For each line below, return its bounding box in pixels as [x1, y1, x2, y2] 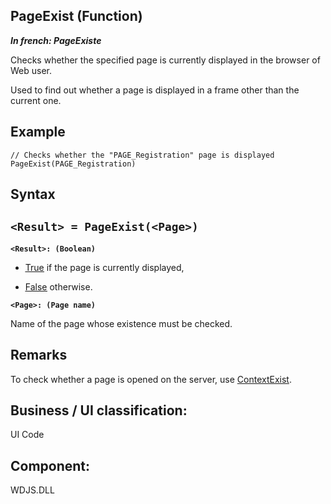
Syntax [10, 186, 56, 203]
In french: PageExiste [10, 34, 102, 46]
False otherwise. [24, 280, 93, 293]
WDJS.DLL [10, 484, 55, 496]
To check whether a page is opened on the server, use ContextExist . [10, 373, 292, 385]
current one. [10, 94, 62, 106]
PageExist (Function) [10, 8, 143, 25]
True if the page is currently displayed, [24, 261, 185, 273]
